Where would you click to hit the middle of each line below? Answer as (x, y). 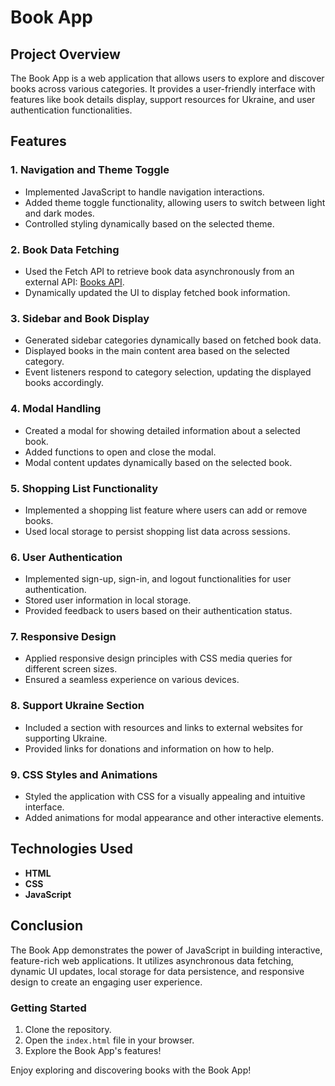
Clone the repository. (68, 1029)
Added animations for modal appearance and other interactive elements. (174, 818)
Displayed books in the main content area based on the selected (157, 351)
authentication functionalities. (71, 110)
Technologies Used (71, 849)
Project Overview (65, 54)
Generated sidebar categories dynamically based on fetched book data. (173, 340)
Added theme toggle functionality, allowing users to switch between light (175, 202)
